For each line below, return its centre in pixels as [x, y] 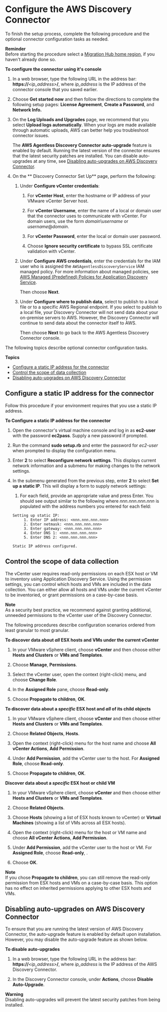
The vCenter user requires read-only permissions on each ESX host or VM [82, 573]
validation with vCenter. [52, 251]
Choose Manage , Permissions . [45, 664]
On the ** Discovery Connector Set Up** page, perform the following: [84, 176]
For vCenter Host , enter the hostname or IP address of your [89, 195]
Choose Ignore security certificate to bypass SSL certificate [90, 246]
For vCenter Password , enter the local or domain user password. [94, 236]
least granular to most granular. [37, 630]
